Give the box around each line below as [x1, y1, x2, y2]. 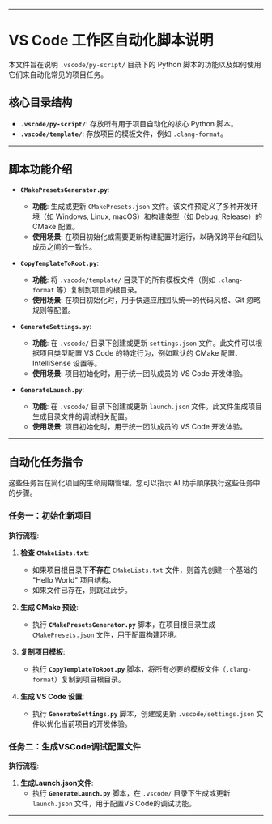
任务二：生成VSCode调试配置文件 [8, 741, 142, 752]
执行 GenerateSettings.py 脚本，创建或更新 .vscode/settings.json [32, 708, 255, 718]
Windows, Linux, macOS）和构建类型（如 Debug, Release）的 [55, 211, 263, 221]
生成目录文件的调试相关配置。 [32, 411, 132, 421]
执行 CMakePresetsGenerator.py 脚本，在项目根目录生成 [32, 619, 216, 629]
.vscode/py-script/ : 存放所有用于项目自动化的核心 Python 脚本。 [19, 118, 239, 128]
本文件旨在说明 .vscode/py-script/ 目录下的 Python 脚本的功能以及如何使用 [8, 59, 261, 69]
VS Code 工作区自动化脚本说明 [8, 32, 214, 49]
